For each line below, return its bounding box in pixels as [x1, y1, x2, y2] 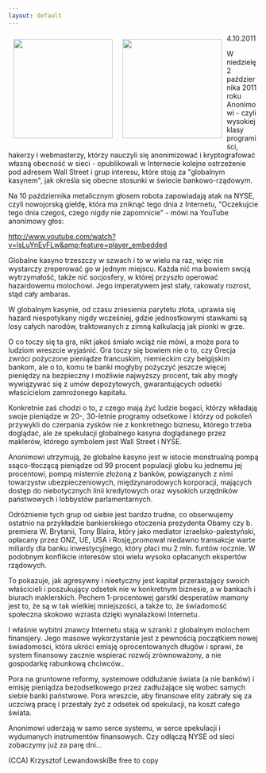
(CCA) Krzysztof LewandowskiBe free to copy [8, 756, 159, 765]
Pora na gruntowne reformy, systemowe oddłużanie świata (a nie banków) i [8, 674, 255, 683]
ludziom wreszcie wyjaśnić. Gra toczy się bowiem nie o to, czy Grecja [8, 345, 237, 354]
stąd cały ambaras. [8, 289, 71, 299]
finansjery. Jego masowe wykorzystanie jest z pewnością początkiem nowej [8, 633, 258, 643]
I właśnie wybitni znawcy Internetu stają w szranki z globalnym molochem [8, 624, 250, 634]
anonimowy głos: [8, 216, 64, 226]
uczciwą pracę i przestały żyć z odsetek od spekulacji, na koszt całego [8, 699, 241, 709]
